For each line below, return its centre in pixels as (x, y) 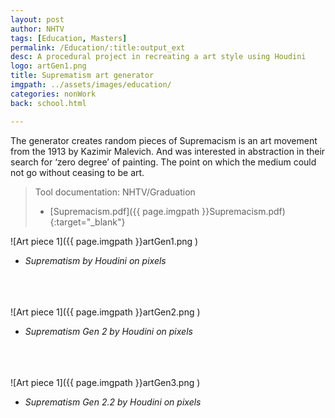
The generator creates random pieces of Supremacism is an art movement (164, 140)
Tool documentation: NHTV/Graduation (115, 192)
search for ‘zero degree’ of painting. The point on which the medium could (163, 162)
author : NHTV (37, 29)
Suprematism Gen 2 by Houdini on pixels (108, 331)
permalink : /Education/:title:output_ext (98, 47)
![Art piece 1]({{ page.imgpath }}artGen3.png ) (105, 382)
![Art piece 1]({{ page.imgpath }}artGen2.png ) (105, 312)
